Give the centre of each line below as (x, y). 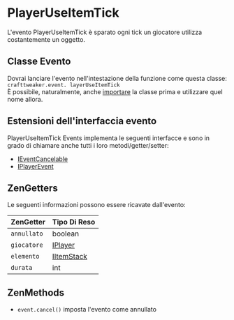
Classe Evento (39, 62)
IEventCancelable (43, 159)
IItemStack (70, 257)
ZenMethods (36, 292)
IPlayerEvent (35, 166)
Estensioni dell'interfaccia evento (82, 121)
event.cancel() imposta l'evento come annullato (87, 310)
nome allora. (25, 99)
